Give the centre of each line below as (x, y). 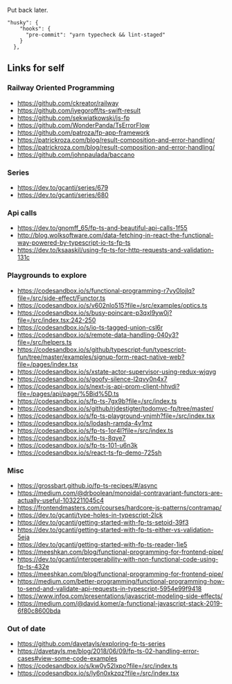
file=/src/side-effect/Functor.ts (61, 298)
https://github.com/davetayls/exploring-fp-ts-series (91, 644)
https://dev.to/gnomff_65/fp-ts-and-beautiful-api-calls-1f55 (102, 228)
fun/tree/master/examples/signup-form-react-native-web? (101, 357)
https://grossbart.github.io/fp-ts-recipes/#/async (87, 485)
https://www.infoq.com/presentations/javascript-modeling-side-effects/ (120, 596)
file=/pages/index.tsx (47, 364)
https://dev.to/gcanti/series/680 (63, 195)
